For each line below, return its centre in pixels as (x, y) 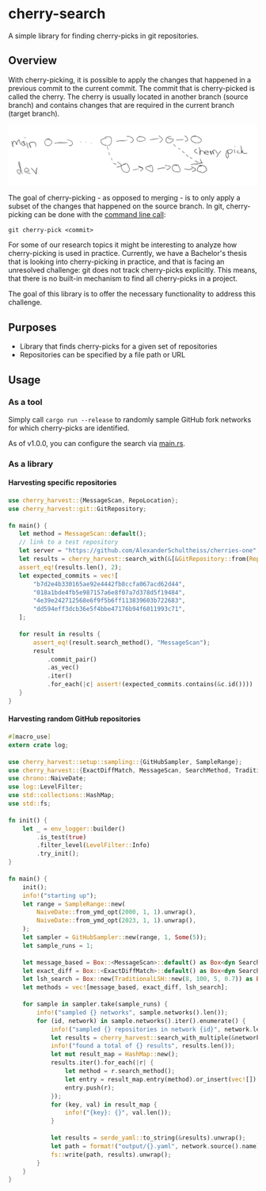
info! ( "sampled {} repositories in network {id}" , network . (152, 1029)
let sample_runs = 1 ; (58, 945)
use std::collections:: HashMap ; (61, 796)
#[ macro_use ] (30, 737)
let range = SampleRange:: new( (74, 904)
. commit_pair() (72, 659)
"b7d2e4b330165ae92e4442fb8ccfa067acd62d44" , (109, 584)
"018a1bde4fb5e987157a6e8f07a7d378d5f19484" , (109, 592)
